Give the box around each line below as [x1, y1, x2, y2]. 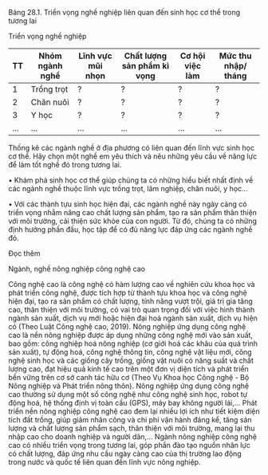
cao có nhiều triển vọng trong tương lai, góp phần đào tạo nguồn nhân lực [8, 441, 251, 449]
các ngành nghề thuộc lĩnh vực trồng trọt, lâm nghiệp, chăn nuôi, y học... [8, 184, 249, 193]
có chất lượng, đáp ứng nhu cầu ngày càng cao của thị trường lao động [8, 449, 242, 458]
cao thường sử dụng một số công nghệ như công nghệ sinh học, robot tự [8, 390, 248, 398]
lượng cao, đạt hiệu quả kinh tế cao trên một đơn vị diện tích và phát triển [8, 364, 249, 374]
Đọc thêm [8, 249, 41, 258]
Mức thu [219, 50, 253, 61]
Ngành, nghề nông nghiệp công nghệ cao [8, 264, 146, 273]
